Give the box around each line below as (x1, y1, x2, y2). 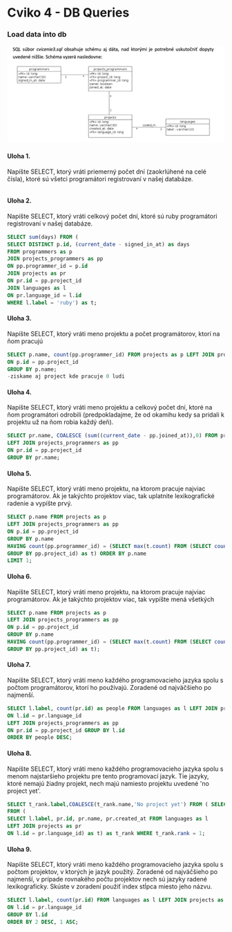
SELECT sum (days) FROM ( (7, 233, 79, 240)
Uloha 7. (7, 661, 31, 669)
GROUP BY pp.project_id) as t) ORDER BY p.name (7, 550, 147, 557)
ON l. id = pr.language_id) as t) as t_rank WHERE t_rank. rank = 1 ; (7, 830, 206, 837)
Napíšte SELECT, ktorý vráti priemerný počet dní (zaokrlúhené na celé (7, 167, 207, 176)
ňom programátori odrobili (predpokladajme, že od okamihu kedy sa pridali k (7, 410, 224, 419)
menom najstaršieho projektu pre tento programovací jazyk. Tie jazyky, (7, 771, 209, 780)
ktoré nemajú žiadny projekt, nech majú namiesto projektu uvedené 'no (7, 779, 209, 787)
